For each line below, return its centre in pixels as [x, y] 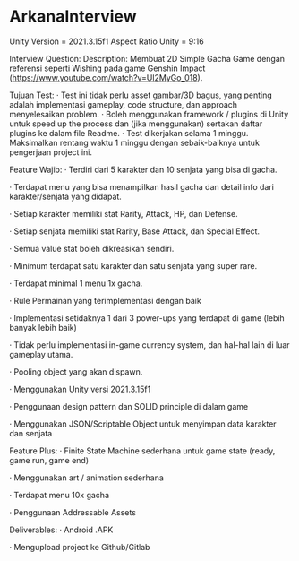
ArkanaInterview [73, 17]
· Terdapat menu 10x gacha [60, 495]
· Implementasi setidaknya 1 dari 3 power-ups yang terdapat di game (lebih [147, 318]
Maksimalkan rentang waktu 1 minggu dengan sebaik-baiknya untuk [134, 142]
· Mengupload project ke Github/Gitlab [80, 547]
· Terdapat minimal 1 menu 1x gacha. [76, 283]
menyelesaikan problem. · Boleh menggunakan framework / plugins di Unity [149, 114]
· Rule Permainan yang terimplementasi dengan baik [105, 300]
